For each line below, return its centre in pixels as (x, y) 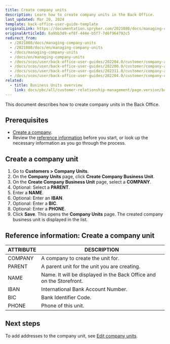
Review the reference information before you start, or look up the (80, 138)
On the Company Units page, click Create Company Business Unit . (83, 177)
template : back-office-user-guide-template (52, 24)
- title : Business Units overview (46, 85)
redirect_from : (21, 38)
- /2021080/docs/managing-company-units (53, 43)
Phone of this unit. (63, 306)
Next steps (23, 324)
